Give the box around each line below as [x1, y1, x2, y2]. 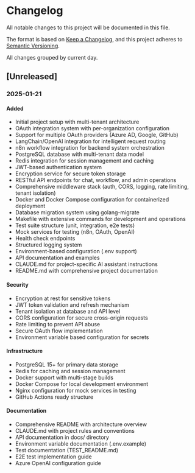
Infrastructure [6, 348, 43, 355]
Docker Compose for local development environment [15, 380, 149, 387]
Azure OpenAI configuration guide [15, 460, 102, 467]
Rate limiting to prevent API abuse [15, 320, 101, 328]
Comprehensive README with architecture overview [15, 421, 147, 428]
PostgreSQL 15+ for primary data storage [15, 360, 119, 368]
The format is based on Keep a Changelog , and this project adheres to [6, 35, 183, 43]
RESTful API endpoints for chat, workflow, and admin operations [15, 177, 177, 184]
